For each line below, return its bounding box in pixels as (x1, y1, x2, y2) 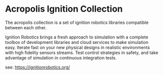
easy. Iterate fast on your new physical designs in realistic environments (5, 44, 150, 50)
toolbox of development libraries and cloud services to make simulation (5, 39, 149, 45)
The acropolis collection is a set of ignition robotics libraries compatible (5, 19, 149, 25)
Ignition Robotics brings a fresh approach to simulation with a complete (5, 34, 148, 40)
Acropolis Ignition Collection (5, 3, 123, 15)
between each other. (5, 24, 47, 30)
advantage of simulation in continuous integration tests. (5, 55, 117, 60)
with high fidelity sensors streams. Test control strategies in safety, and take (5, 50, 159, 56)
